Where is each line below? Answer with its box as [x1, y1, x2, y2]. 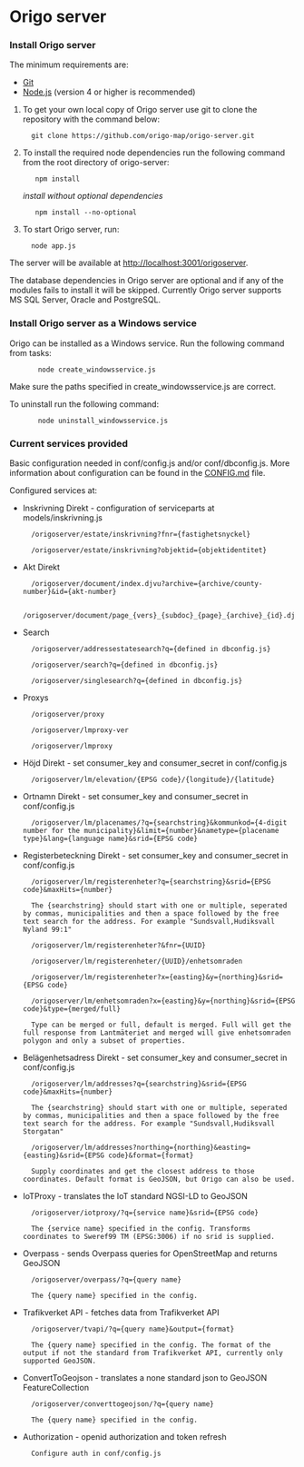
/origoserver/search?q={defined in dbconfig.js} [31, 660, 219, 669]
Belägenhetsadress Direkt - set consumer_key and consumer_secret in [22, 1052, 288, 1064]
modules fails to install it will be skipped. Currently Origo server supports [9, 284, 282, 296]
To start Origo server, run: [22, 224, 120, 235]
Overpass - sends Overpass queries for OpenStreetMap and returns [22, 1248, 279, 1259]
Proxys [22, 692, 49, 703]
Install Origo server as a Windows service [9, 317, 197, 330]
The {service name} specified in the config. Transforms [31, 1224, 251, 1234]
